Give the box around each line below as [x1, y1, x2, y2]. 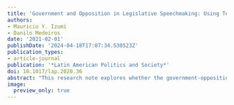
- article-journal [7, 55, 61, 62]
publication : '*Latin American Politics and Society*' [7, 61, 170, 68]
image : [7, 81, 26, 88]
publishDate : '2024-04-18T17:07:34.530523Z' [7, 42, 139, 49]
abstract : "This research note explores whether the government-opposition [7, 74, 232, 82]
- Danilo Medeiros [7, 29, 61, 37]
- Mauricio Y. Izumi [7, 23, 68, 30]
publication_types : [7, 49, 64, 56]
